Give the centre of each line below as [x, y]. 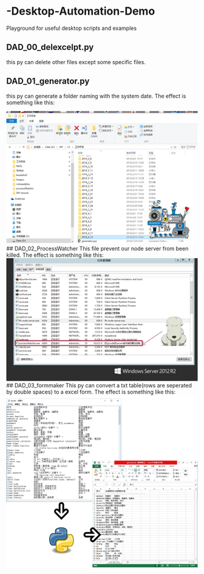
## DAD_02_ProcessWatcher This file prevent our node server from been [97, 248]
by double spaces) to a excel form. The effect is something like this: [91, 392]
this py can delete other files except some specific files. [76, 62]
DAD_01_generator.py [48, 81]
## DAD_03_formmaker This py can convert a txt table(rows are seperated [99, 386]
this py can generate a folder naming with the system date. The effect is [96, 96]
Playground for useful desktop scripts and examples [72, 28]
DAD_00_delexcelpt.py [50, 47]
